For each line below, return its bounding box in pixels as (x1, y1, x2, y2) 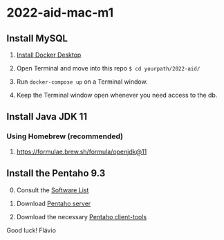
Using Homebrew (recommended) (6, 131, 124, 141)
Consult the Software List (16, 185, 89, 194)
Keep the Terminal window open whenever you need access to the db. (16, 91, 218, 99)
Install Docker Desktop (16, 50, 82, 59)
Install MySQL (6, 33, 68, 44)
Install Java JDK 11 (6, 111, 88, 122)
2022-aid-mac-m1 (6, 5, 114, 21)
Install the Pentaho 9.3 (6, 167, 106, 179)
